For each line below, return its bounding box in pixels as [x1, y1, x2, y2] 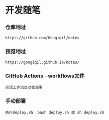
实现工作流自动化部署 [5, 85, 43, 90]
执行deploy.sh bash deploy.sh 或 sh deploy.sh [5, 110, 104, 115]
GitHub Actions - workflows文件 [5, 72, 85, 79]
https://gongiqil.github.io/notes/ [5, 60, 80, 65]
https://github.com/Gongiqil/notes [5, 36, 80, 41]
